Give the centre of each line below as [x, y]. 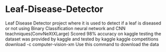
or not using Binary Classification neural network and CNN [65, 28]
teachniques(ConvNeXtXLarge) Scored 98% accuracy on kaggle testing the [83, 33]
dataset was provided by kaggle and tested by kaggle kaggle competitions [82, 39]
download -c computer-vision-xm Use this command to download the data [82, 44]
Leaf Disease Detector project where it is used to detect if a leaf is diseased [83, 23]
